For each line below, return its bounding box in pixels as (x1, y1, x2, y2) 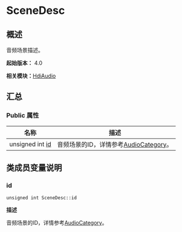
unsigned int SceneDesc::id (6, 195, 77, 201)
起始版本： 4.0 (6, 59, 43, 67)
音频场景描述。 (6, 47, 44, 53)
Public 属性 (6, 111, 39, 120)
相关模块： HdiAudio (6, 72, 56, 79)
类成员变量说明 (6, 163, 62, 173)
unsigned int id (9, 140, 51, 148)
